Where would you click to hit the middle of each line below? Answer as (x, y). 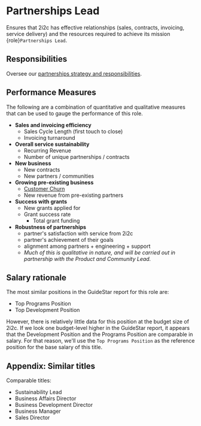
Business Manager (38, 411)
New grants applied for (52, 208)
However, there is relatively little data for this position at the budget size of (98, 322)
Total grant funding (56, 220)
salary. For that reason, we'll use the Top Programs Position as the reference (100, 341)
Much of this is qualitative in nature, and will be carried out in (99, 252)
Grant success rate (47, 214)
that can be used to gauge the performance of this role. (75, 113)
